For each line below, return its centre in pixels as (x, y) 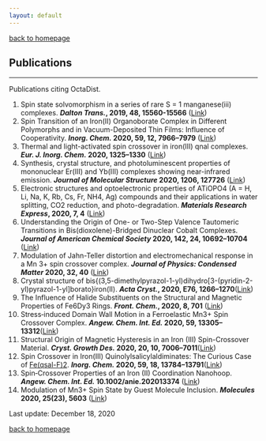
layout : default (36, 15)
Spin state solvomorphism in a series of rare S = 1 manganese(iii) (126, 104)
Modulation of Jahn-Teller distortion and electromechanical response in (137, 256)
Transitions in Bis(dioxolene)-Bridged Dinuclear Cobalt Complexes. (129, 231)
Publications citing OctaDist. (55, 89)
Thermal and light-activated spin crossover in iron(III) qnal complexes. (134, 146)
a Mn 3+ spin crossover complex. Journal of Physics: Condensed (128, 264)
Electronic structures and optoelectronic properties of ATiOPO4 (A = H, (136, 188)
